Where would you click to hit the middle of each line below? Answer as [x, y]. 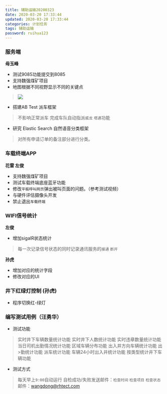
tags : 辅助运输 [20, 29]
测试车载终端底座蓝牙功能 [39, 182]
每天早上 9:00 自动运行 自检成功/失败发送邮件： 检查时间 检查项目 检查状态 [89, 380]
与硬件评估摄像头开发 [34, 195]
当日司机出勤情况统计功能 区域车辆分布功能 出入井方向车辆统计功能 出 [90, 346]
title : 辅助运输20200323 [30, 10]
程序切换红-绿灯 [29, 303]
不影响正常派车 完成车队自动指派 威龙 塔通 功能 [64, 118]
